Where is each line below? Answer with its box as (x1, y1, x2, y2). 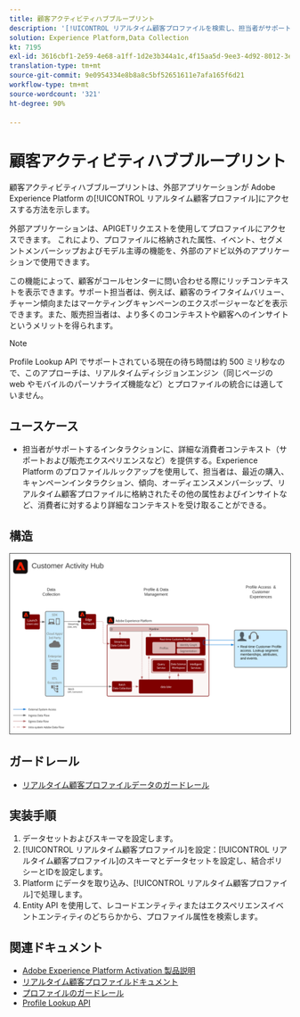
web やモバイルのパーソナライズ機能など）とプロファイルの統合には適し (9, 379, 277, 390)
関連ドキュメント (9, 939, 103, 955)
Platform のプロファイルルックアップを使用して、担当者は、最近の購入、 (21, 467, 289, 477)
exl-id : (9, 52, 38, 62)
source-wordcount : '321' (9, 89, 101, 98)
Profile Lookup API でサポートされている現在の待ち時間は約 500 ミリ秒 (9, 357, 270, 368)
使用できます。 (39, 257, 95, 268)
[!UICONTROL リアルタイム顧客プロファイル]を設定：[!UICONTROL (21, 844, 270, 856)
